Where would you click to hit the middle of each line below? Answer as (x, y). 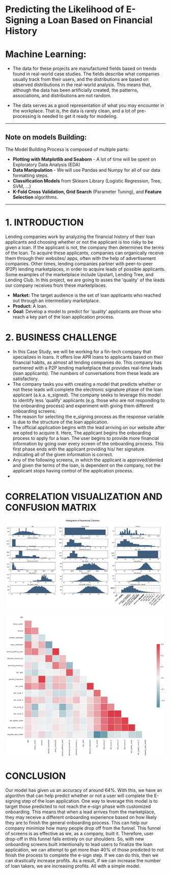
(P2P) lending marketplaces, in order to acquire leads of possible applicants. (85, 269)
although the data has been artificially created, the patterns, (76, 90)
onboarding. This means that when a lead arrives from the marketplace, (80, 812)
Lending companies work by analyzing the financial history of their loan (80, 236)
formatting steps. (31, 175)
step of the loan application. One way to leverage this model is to (90, 801)
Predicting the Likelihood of (65, 9)
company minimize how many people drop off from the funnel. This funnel (83, 828)
